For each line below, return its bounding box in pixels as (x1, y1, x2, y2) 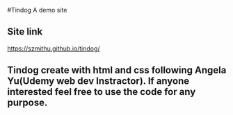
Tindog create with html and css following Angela (7, 64, 227, 76)
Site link (7, 26, 43, 37)
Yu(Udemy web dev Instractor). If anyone (7, 76, 190, 87)
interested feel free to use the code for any (7, 86, 196, 98)
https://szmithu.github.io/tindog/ (7, 44, 100, 53)
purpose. (7, 97, 48, 109)
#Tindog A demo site (7, 6, 67, 14)
